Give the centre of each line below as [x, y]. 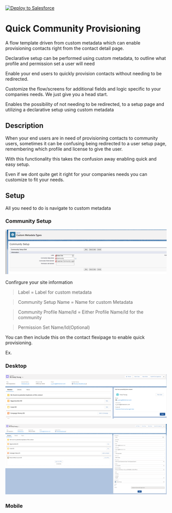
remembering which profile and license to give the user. [64, 149]
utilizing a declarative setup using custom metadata [60, 109]
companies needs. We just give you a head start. [57, 94]
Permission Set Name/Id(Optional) [54, 327]
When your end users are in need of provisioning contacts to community [82, 138]
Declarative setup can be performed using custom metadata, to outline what [86, 58]
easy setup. [18, 164]
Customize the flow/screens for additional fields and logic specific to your [83, 88]
